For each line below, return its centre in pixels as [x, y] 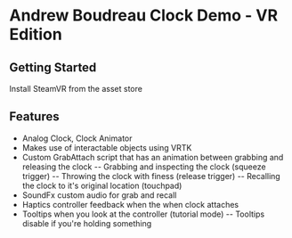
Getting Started [53, 67]
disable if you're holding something [87, 223]
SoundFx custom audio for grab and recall [99, 195]
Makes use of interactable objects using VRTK [107, 147]
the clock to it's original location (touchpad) [102, 185]
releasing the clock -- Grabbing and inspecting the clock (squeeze [144, 167]
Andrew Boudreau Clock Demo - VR [144, 16]
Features [34, 117]
